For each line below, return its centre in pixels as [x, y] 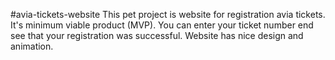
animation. [32, 46]
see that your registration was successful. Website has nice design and [157, 35]
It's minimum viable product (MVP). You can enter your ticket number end [162, 25]
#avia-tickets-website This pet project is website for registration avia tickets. [168, 14]
